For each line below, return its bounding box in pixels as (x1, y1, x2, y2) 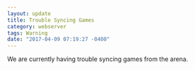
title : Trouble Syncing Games (7, 17, 95, 24)
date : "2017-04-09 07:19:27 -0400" (7, 36, 110, 43)
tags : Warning (7, 29, 49, 37)
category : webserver (7, 23, 67, 30)
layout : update (7, 10, 51, 17)
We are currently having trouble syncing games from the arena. (7, 55, 189, 63)
